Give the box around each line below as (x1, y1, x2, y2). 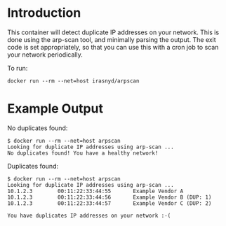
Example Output (7, 101, 104, 117)
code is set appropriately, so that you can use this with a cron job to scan (7, 43, 219, 51)
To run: (7, 64, 28, 72)
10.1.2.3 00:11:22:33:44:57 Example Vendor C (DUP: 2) (7, 199, 212, 207)
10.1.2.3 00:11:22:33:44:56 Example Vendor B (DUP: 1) (7, 194, 212, 201)
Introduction (7, 5, 81, 21)
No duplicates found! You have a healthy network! (7, 149, 159, 157)
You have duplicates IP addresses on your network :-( (7, 212, 171, 219)
